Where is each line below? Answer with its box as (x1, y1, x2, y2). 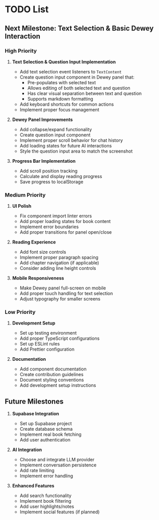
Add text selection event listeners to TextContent (19, 68, 122, 75)
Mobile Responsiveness (12, 275, 64, 281)
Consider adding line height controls (19, 265, 96, 271)
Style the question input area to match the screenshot (19, 148, 133, 154)
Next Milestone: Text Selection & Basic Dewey (5, 24, 154, 33)
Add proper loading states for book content (19, 218, 111, 225)
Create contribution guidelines (19, 372, 84, 378)
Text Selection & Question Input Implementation (12, 59, 116, 65)
